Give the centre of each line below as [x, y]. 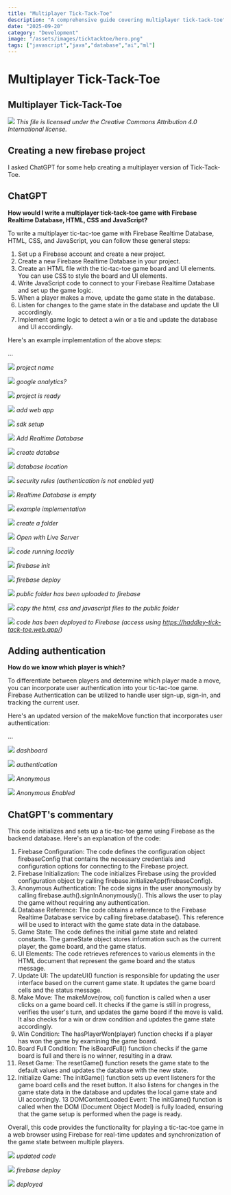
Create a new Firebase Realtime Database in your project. [99, 261]
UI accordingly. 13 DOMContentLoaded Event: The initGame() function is [120, 1100]
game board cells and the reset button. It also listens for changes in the [118, 1085]
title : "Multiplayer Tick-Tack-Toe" [60, 13]
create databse [38, 452]
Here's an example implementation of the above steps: [85, 340]
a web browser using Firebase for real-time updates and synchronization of [114, 1135]
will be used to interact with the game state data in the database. [109, 925]
